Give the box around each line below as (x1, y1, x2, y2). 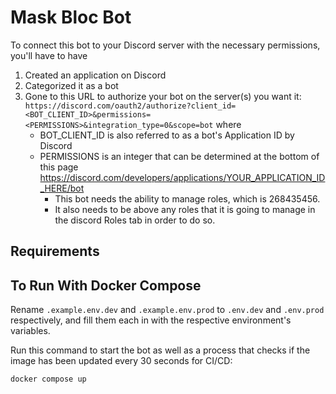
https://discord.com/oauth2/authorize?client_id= (24, 101, 237, 111)
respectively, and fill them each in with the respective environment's (10, 314, 292, 326)
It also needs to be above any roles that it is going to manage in (54, 203, 316, 215)
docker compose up (10, 374, 87, 385)
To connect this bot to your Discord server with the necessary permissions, (10, 39, 321, 51)
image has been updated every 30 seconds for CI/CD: (10, 355, 233, 367)
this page (39, 161, 79, 173)
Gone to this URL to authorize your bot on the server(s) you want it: (24, 90, 302, 102)
